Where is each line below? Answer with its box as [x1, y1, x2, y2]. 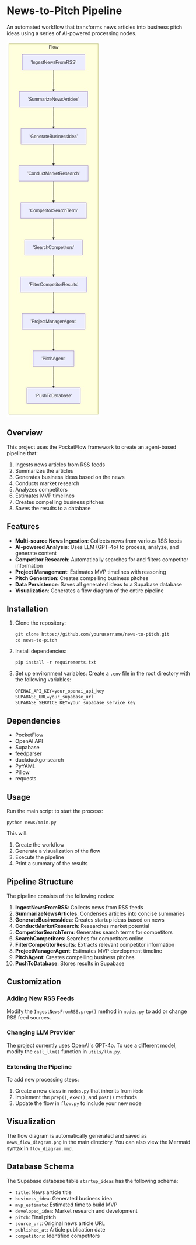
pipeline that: [6, 449, 38, 456]
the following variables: [15, 676, 72, 683]
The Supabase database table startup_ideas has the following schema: [6, 1177, 178, 1184]
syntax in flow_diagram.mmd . [6, 1144, 73, 1152]
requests [15, 775, 37, 782]
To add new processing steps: [6, 1076, 79, 1083]
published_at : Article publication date [15, 1226, 106, 1233]
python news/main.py [6, 820, 57, 826]
